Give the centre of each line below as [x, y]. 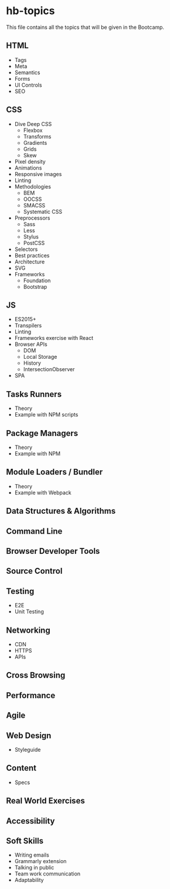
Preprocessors [32, 218]
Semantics [27, 72]
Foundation [37, 280]
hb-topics [30, 11]
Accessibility [30, 821]
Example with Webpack [43, 493]
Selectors [26, 249]
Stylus [31, 236]
